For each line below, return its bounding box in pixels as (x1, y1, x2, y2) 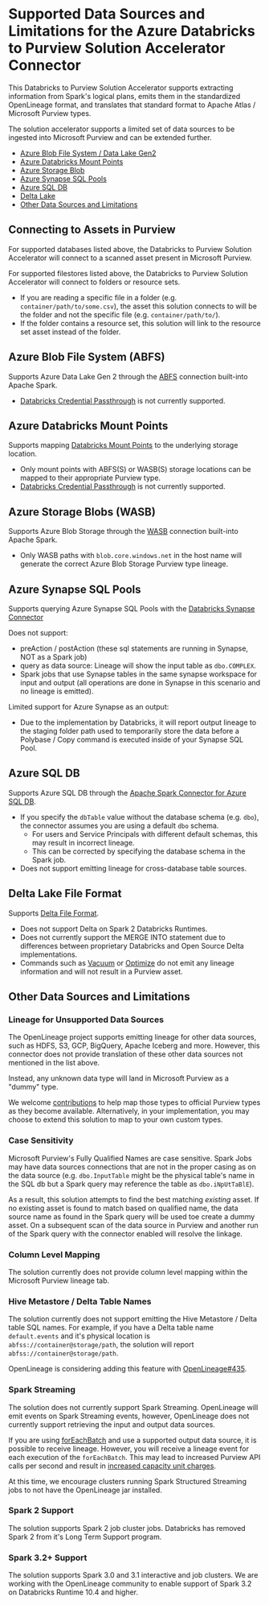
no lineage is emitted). (19, 686, 94, 696)
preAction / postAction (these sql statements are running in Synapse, (19, 643, 249, 653)
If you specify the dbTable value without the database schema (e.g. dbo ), (19, 812, 259, 821)
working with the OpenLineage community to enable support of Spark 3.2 (8, 1579, 252, 1589)
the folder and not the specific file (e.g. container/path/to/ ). (19, 309, 221, 319)
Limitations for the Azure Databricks (8, 22, 255, 40)
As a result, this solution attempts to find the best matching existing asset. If (8, 1194, 259, 1204)
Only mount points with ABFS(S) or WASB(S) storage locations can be (19, 465, 251, 474)
